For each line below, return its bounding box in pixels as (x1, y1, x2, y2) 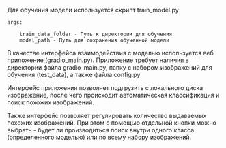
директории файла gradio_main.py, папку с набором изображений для (7, 63, 212, 71)
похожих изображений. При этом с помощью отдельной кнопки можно (7, 119, 217, 127)
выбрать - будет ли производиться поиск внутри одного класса (7, 126, 195, 134)
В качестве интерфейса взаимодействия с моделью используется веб (7, 49, 214, 57)
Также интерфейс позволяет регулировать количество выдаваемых (7, 112, 207, 119)
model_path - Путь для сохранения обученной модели (19, 37, 169, 44)
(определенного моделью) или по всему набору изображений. (7, 133, 192, 141)
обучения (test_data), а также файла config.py (7, 71, 141, 78)
